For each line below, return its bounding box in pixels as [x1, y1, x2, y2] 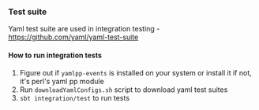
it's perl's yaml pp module [19, 76, 104, 86]
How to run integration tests [8, 50, 103, 60]
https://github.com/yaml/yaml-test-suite [8, 32, 139, 42]
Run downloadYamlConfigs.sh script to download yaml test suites [19, 85, 228, 94]
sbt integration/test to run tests [19, 93, 130, 102]
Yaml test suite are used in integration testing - [8, 24, 160, 34]
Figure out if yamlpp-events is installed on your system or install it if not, [19, 68, 253, 77]
